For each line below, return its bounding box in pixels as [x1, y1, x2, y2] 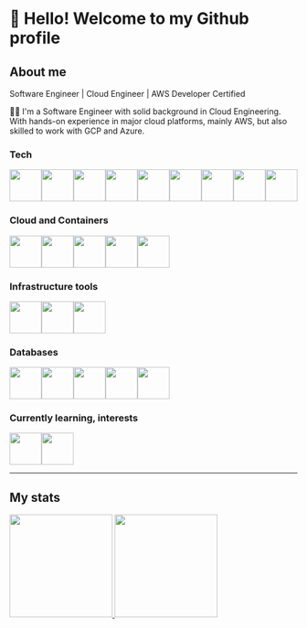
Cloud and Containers [9, 214, 109, 227]
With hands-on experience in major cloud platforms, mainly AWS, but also [9, 116, 288, 126]
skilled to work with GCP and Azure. [9, 125, 145, 136]
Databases [9, 346, 58, 358]
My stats [9, 489, 61, 506]
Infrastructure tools [9, 280, 99, 293]
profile [9, 27, 61, 48]
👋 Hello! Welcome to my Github [9, 8, 249, 29]
